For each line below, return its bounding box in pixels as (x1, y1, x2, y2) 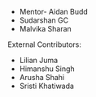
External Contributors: (7, 40, 82, 49)
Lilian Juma (19, 56, 59, 65)
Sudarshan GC (19, 15, 69, 25)
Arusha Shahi (19, 73, 65, 82)
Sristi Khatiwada (19, 81, 75, 91)
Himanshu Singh (19, 64, 75, 74)
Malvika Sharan (19, 24, 72, 33)
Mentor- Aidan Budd (19, 7, 89, 16)
